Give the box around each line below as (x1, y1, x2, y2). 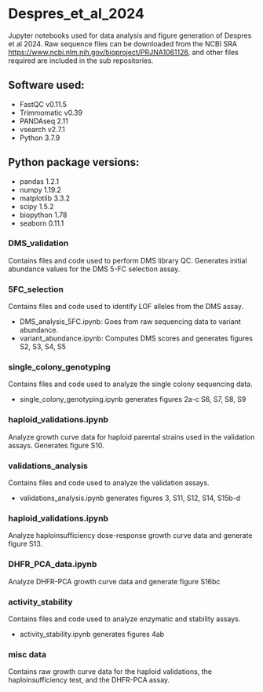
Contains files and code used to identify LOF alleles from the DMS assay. (8, 302, 244, 311)
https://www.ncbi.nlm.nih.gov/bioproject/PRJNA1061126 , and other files (8, 47, 239, 57)
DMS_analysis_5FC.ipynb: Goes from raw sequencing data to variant (19, 317, 241, 326)
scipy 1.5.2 (19, 201, 54, 211)
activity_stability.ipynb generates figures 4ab (19, 629, 165, 639)
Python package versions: (8, 156, 140, 169)
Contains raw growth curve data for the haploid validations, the (8, 667, 212, 676)
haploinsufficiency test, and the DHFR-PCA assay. (8, 675, 170, 685)
